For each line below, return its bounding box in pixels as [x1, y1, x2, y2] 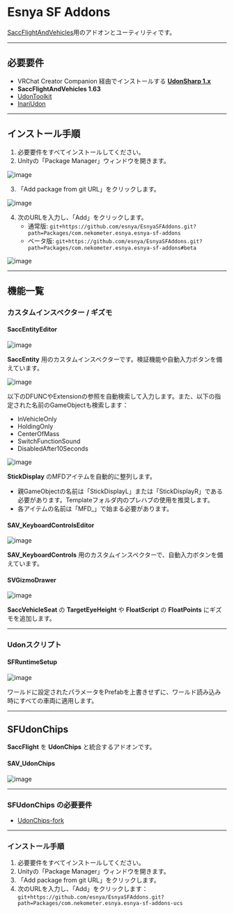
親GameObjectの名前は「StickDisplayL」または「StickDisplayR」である [17, 487, 223, 495]
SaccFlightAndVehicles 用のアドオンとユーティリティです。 [7, 28, 176, 36]
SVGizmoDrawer [7, 575, 57, 584]
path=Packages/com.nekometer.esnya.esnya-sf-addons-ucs [17, 900, 183, 907]
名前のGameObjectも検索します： [31, 401, 129, 410]
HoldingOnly [17, 422, 54, 431]
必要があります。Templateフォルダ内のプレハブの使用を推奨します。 [17, 496, 214, 504]
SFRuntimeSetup [7, 658, 58, 666]
